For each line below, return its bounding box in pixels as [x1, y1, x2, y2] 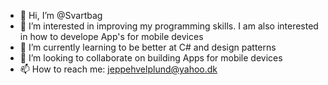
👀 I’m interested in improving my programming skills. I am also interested [19, 20, 319, 32]
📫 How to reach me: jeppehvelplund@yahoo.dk [19, 63, 218, 75]
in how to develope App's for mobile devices [19, 31, 204, 42]
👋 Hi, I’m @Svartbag [19, 10, 103, 21]
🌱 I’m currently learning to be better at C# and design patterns [19, 41, 277, 53]
